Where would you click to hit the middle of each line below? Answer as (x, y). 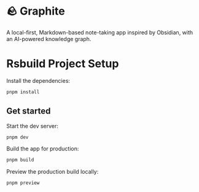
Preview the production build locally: (53, 172)
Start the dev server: (32, 126)
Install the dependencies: (38, 80)
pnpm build (20, 160)
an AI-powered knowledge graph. (49, 39)
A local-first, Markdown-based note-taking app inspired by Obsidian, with (100, 32)
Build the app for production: (43, 149)
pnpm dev (18, 137)
